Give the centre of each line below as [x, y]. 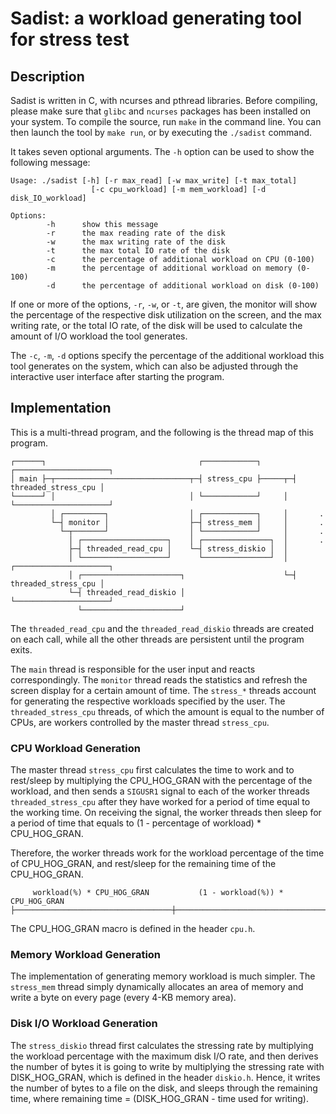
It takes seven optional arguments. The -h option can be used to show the [162, 151]
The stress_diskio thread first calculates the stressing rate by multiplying [162, 1045]
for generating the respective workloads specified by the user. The [148, 701]
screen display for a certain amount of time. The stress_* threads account [163, 690]
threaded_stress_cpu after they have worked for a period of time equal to [160, 802]
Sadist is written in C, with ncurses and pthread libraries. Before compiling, [164, 100]
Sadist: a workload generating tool [156, 18]
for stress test [70, 39]
